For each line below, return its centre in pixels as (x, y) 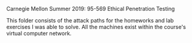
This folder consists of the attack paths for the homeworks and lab (90, 20)
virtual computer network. (39, 33)
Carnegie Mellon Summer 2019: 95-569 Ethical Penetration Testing (91, 9)
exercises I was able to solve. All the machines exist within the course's (96, 27)
